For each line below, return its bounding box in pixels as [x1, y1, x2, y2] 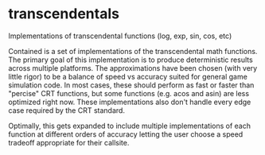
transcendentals [8, 5, 119, 23]
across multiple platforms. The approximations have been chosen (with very [8, 63, 258, 72]
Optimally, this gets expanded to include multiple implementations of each [8, 121, 251, 130]
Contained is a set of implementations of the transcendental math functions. [8, 46, 258, 56]
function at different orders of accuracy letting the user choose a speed [8, 129, 244, 139]
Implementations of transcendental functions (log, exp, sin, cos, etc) [8, 31, 232, 41]
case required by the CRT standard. [8, 105, 126, 115]
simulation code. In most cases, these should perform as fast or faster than [8, 80, 255, 90]
